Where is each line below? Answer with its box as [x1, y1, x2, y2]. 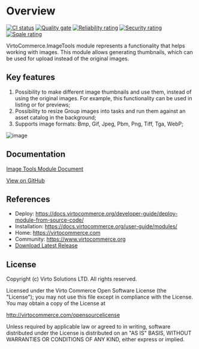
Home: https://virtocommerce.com [14, 229, 101, 237]
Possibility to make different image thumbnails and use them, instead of [14, 88, 192, 96]
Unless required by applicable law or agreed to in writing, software [6, 323, 171, 330]
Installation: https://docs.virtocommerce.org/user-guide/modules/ [14, 223, 178, 230]
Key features [6, 72, 55, 82]
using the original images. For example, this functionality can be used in [14, 94, 193, 102]
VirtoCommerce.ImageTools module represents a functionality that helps [6, 42, 185, 49]
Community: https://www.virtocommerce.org [14, 235, 126, 243]
